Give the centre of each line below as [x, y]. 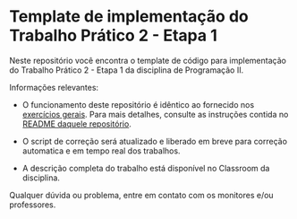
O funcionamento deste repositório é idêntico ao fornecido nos [138, 104]
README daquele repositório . [76, 124]
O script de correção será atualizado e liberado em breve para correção [155, 141]
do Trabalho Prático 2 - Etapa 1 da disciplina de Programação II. [127, 70]
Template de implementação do [129, 17]
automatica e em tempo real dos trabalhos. [101, 151]
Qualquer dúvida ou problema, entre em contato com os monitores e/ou [142, 195]
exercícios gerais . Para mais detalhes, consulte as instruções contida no [155, 114]
